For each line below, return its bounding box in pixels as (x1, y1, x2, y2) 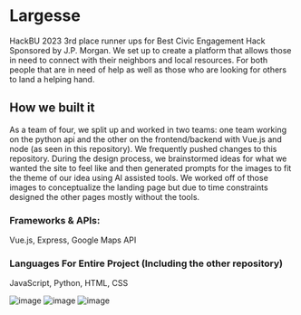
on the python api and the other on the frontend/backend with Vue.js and (9, 133, 283, 145)
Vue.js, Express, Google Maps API (9, 234, 137, 245)
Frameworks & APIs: (9, 214, 101, 226)
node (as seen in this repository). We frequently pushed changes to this (9, 143, 277, 154)
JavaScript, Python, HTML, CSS (9, 278, 129, 289)
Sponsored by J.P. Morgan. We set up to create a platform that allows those (9, 44, 292, 55)
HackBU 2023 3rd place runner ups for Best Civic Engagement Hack (9, 35, 266, 46)
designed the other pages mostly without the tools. (9, 191, 200, 202)
